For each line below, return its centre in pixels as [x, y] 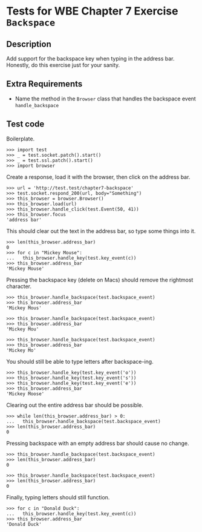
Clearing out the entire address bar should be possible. [75, 405]
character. [19, 286]
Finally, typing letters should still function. [58, 497]
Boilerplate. [21, 139]
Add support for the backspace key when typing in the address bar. [90, 58]
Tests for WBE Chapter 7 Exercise [92, 11]
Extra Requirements [44, 84]
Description [29, 44]
